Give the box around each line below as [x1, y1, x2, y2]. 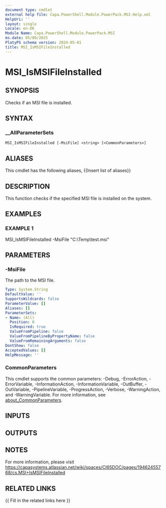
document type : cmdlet [5, 7, 52, 13]
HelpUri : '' [5, 17, 30, 22]
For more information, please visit [5, 459, 74, 465]
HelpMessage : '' [5, 352, 39, 357]
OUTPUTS [5, 429, 37, 437]
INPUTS [5, 412, 30, 420]
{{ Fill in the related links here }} [5, 497, 70, 503]
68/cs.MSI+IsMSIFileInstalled [5, 470, 65, 476]
